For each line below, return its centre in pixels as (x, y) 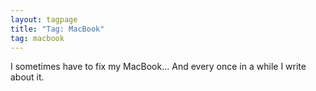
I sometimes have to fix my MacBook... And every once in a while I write (158, 67)
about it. (27, 77)
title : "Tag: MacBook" (57, 29)
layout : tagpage (44, 19)
